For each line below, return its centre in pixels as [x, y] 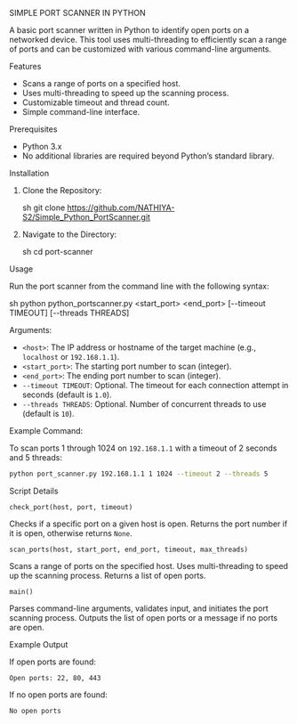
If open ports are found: [52, 662]
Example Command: [46, 431]
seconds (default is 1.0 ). [67, 395]
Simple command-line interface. [81, 112]
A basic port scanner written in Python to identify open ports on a [129, 30]
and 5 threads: [36, 457]
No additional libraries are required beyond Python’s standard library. [148, 156]
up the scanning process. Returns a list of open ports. [108, 575]
